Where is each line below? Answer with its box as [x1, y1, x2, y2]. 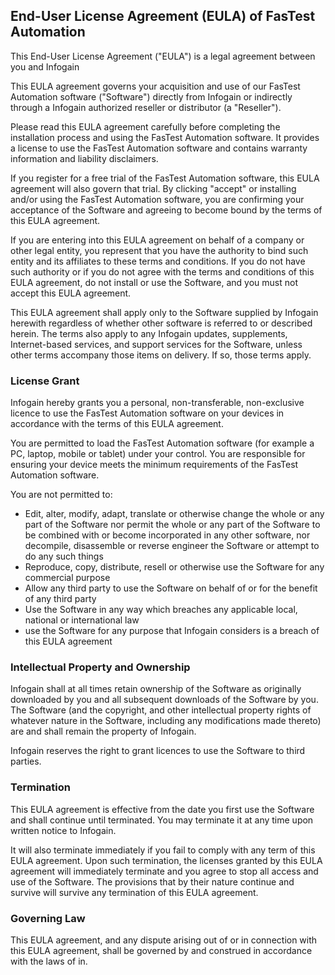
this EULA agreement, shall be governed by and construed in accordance [10, 945, 313, 956]
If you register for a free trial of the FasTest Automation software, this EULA [10, 172, 320, 184]
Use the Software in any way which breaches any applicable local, [24, 604, 298, 616]
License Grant [10, 374, 80, 388]
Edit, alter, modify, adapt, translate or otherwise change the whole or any [24, 508, 325, 520]
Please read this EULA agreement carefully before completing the [10, 120, 281, 133]
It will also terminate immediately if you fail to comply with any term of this [10, 844, 316, 856]
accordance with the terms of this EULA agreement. [10, 418, 224, 430]
